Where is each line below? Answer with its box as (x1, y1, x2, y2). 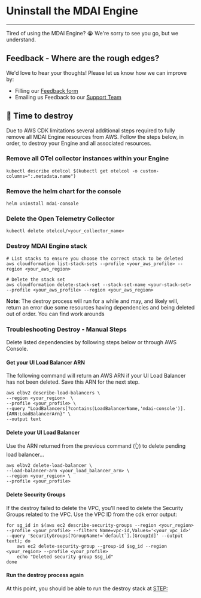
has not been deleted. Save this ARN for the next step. (6, 378, 140, 385)
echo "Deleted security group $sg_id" (17, 554, 114, 560)
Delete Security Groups (6, 491, 66, 498)
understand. (6, 36, 36, 43)
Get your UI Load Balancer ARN (6, 359, 86, 366)
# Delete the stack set (6, 277, 66, 283)
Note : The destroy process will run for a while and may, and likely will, (6, 298, 179, 305)
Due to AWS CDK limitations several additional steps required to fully (6, 127, 175, 134)
